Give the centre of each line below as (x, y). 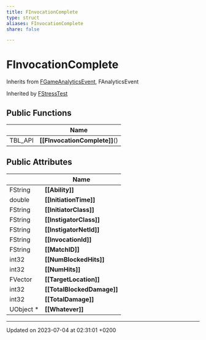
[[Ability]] (60, 189)
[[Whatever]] (64, 309)
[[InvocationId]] (68, 240)
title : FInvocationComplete (42, 12)
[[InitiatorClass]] (70, 210)
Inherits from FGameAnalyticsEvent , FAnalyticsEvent (73, 82)
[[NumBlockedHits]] (75, 259)
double (19, 200)
